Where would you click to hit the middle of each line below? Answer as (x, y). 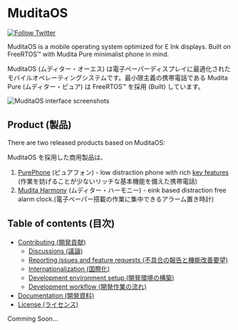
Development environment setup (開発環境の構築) (101, 277)
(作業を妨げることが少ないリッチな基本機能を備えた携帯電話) (108, 181)
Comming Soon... (33, 319)
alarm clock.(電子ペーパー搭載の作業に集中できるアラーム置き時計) (116, 199)
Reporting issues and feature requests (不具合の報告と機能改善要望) (128, 260)
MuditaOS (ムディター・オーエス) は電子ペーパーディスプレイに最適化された (119, 68)
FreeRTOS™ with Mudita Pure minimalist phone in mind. (88, 54)
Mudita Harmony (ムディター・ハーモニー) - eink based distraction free (122, 190)
